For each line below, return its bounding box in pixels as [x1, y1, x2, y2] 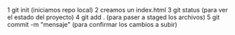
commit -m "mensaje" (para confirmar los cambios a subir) [7, 21, 177, 28]
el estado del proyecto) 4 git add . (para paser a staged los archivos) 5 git [7, 13, 220, 21]
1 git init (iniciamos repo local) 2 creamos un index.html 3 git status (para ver [7, 6, 228, 14]
